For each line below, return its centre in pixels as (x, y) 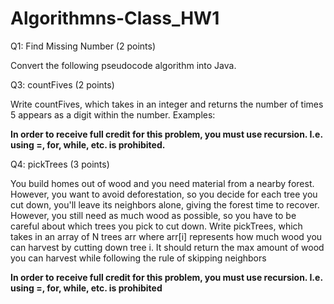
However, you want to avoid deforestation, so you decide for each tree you (164, 194)
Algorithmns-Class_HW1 (115, 18)
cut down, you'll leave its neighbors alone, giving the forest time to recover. (165, 204)
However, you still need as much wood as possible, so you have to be (153, 215)
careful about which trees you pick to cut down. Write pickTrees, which (156, 226)
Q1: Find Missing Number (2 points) (83, 46)
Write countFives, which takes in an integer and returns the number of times (167, 104)
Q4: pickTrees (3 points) (60, 164)
